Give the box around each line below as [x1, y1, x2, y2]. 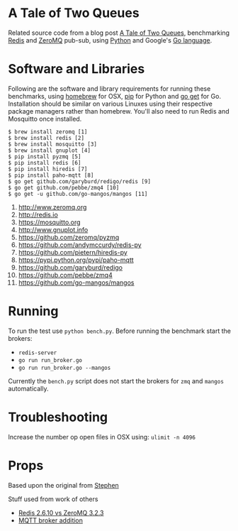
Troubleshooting [8, 410, 108, 425]
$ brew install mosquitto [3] [8, 141, 98, 148]
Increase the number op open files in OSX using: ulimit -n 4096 [8, 432, 195, 441]
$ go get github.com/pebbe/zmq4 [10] [8, 184, 120, 191]
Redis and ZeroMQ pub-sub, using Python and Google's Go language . [8, 35, 212, 44]
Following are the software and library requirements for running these [8, 84, 211, 93]
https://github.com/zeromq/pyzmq [18, 233, 120, 241]
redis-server [18, 349, 57, 356]
